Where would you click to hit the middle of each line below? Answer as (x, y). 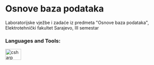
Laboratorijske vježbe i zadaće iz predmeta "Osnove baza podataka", (77, 22)
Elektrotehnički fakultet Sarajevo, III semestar (52, 27)
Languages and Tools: (33, 40)
